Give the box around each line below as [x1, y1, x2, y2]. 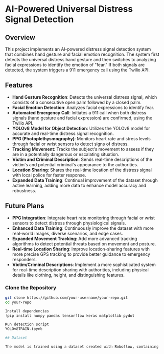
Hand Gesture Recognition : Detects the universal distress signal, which [12, 94, 157, 100]
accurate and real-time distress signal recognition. [12, 131, 114, 136]
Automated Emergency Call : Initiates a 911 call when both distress [12, 110, 147, 115]
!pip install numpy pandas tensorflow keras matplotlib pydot [5, 313, 135, 318]
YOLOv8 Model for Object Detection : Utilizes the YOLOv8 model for [12, 125, 150, 131]
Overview [5, 33, 36, 42]
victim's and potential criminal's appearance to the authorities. [12, 161, 139, 167]
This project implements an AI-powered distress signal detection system [5, 46, 151, 52]
